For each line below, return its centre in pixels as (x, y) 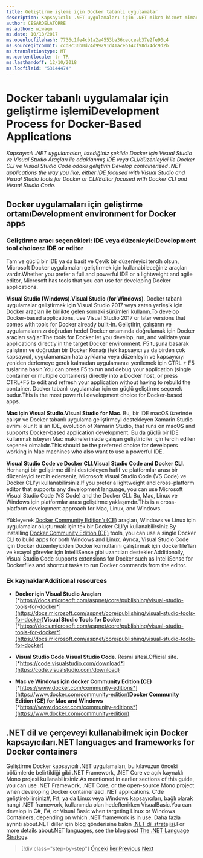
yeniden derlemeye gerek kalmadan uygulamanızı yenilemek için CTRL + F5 (100, 363)
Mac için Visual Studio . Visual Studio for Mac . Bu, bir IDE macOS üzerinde (99, 413)
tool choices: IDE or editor (45, 248)
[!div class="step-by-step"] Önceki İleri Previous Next (87, 849)
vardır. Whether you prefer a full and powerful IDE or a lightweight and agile (99, 274)
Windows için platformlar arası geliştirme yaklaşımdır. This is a (83, 502)
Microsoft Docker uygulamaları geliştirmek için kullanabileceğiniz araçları (97, 268)
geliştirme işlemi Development (83, 111)
